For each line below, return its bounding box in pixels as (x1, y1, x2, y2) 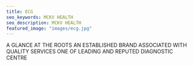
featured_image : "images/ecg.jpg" (6, 25, 93, 32)
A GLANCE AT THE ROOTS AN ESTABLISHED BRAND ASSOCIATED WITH (6, 42, 187, 49)
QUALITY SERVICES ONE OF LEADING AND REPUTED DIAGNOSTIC (6, 48, 173, 55)
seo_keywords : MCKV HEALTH (6, 14, 73, 20)
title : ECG (6, 8, 33, 15)
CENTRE (6, 54, 27, 61)
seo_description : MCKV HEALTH (6, 20, 82, 26)
